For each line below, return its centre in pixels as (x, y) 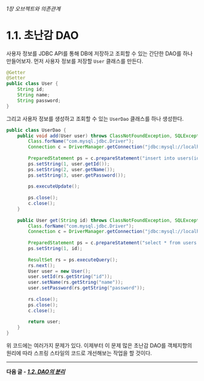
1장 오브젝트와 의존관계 (33, 8)
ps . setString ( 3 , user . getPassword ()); (77, 175)
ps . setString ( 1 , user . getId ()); (69, 164)
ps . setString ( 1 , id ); (56, 249)
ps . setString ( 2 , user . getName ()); (72, 169)
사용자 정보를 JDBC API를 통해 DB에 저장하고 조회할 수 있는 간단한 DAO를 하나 (100, 53)
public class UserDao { (36, 130)
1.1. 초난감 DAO (42, 35)
